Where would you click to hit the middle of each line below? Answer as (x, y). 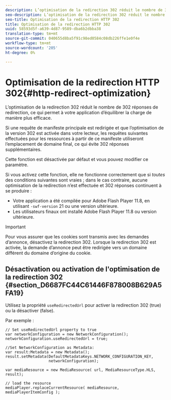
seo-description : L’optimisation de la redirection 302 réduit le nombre (85, 15)
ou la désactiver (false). (30, 311)
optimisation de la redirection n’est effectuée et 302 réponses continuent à (83, 185)
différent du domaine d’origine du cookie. (48, 253)
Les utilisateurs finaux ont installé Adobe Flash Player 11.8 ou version (84, 211)
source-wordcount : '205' (32, 48)
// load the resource (28, 383)
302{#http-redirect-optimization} (78, 93)
